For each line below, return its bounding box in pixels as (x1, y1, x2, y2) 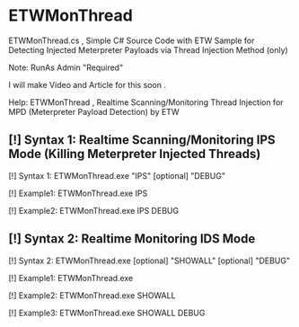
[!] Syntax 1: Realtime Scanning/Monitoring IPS (8, 132, 276, 148)
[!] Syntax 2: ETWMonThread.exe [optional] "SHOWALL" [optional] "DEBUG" (8, 255, 291, 266)
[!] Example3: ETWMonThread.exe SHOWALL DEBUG (8, 307, 206, 318)
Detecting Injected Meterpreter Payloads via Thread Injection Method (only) (8, 44, 288, 55)
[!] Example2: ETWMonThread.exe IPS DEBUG (8, 205, 180, 216)
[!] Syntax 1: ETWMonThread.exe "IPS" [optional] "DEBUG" (8, 170, 226, 181)
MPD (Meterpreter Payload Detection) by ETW (8, 106, 180, 117)
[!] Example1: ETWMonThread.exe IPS (8, 188, 148, 199)
